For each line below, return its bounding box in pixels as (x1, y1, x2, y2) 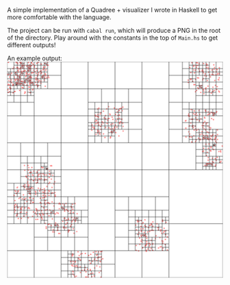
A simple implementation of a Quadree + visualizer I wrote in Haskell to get (7, 6, 218, 14)
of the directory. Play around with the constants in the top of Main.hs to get (7, 34, 218, 42)
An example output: (7, 54, 63, 62)
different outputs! (7, 41, 56, 49)
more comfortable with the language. (7, 13, 112, 21)
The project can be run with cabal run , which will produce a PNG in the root (7, 27, 221, 34)
